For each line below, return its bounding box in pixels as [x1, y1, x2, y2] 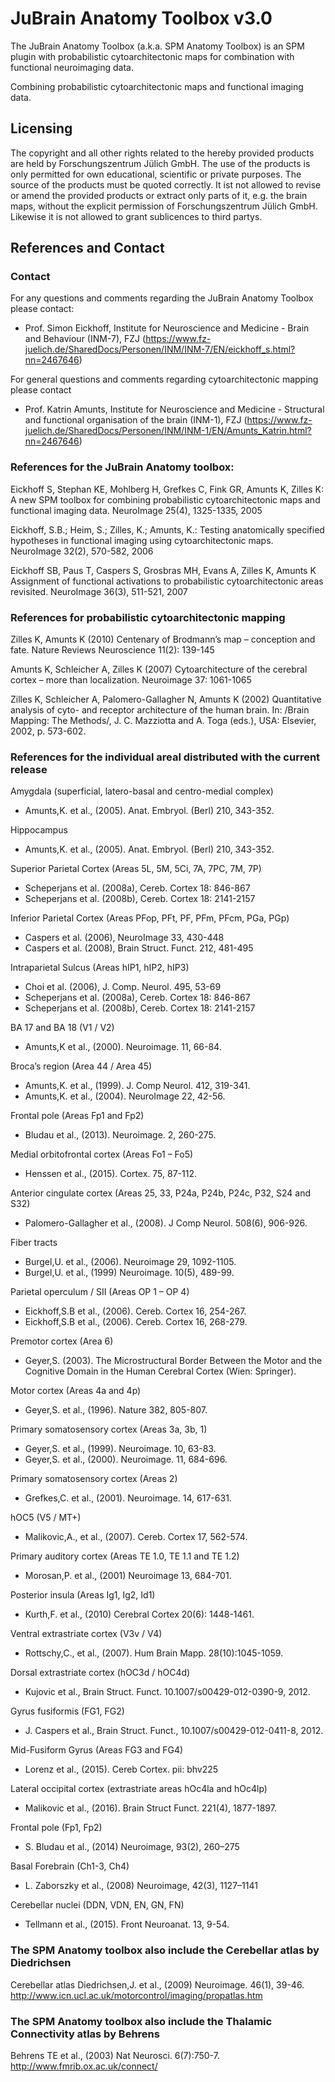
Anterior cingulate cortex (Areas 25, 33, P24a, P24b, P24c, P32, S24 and [10, 1187, 312, 1199]
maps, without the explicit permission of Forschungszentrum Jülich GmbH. [10, 200, 318, 212]
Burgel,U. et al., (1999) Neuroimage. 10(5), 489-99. [24, 1267, 235, 1279]
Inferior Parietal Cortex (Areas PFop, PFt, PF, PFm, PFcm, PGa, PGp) [10, 912, 290, 924]
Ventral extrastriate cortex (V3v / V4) [10, 1628, 163, 1640]
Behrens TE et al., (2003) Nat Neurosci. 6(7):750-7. [10, 2049, 220, 2061]
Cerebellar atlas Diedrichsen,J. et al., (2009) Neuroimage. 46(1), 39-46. [10, 1978, 305, 1991]
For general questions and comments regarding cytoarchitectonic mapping [10, 373, 319, 386]
